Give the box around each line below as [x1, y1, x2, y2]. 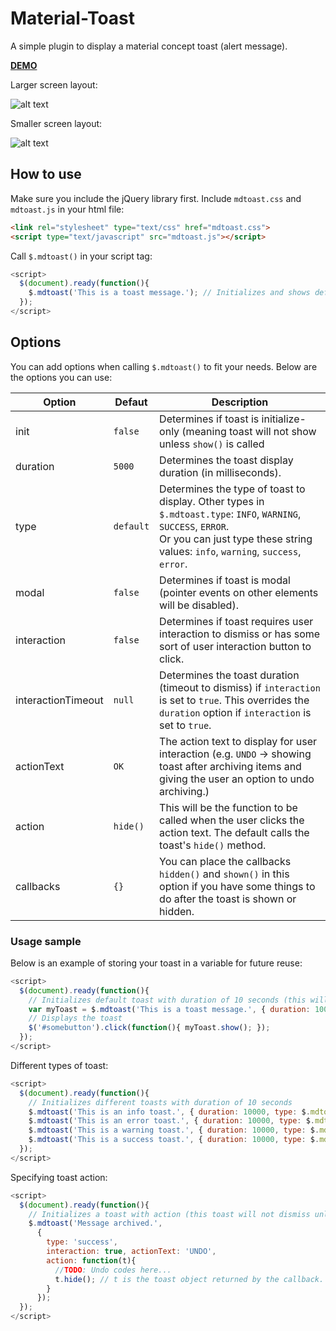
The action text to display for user [159, 734, 318, 748]
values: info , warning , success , [159, 544, 302, 558]
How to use [10, 166, 82, 183]
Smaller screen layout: [10, 117, 103, 129]
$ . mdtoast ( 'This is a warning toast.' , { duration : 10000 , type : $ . [28, 1125, 320, 1136]
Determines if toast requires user [159, 614, 314, 628]
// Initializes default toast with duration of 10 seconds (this [28, 995, 307, 1005]
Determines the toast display [159, 453, 294, 467]
